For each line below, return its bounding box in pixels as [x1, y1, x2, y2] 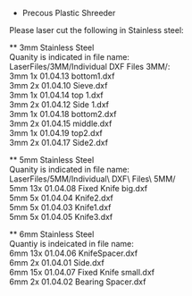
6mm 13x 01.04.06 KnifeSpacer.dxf [9, 248, 138, 258]
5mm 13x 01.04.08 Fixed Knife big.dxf [9, 183, 148, 193]
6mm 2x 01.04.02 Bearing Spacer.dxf [9, 276, 146, 287]
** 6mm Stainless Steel [9, 229, 95, 240]
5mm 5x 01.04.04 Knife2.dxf [9, 192, 113, 203]
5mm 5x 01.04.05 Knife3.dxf [9, 212, 113, 222]
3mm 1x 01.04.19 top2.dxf [9, 128, 103, 138]
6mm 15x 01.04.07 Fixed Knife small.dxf [9, 267, 155, 277]
